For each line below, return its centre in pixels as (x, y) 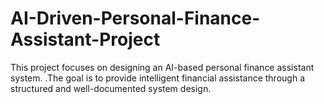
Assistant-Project (85, 39)
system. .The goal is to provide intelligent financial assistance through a (157, 78)
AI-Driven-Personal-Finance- (135, 18)
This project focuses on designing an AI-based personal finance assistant (162, 67)
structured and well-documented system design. (111, 88)
